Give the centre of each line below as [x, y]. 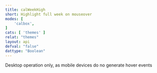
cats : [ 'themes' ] [25, 33]
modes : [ [14, 19]
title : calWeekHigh [25, 10]
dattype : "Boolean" [25, 51]
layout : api [17, 42]
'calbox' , [24, 23]
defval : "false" [22, 46]
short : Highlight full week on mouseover [49, 14]
